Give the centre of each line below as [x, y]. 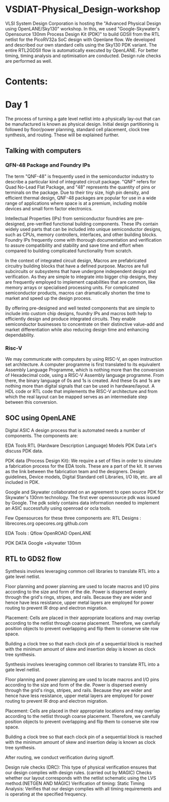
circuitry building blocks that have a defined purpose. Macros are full [77, 266]
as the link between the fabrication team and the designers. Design [75, 471]
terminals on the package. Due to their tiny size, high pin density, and [77, 192]
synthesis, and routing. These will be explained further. [62, 135]
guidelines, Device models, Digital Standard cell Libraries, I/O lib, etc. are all [84, 477]
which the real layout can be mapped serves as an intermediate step [76, 397]
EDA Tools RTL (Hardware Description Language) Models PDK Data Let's [81, 445]
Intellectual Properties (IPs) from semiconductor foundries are [70, 218]
